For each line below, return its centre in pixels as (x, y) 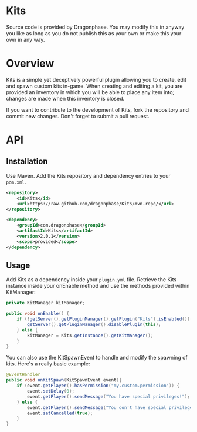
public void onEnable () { (38, 314)
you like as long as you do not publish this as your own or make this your (94, 33)
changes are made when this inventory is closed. (65, 98)
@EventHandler (23, 375)
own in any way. (26, 39)
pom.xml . (16, 182)
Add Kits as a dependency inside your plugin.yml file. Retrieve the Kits (91, 280)
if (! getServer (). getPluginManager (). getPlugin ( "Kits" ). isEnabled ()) (103, 319)
